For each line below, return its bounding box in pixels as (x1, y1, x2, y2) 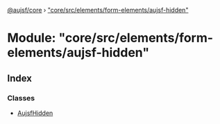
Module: (7, 30, 56, 46)
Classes (7, 93, 35, 103)
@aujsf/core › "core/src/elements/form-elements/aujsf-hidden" (7, 6, 189, 14)
